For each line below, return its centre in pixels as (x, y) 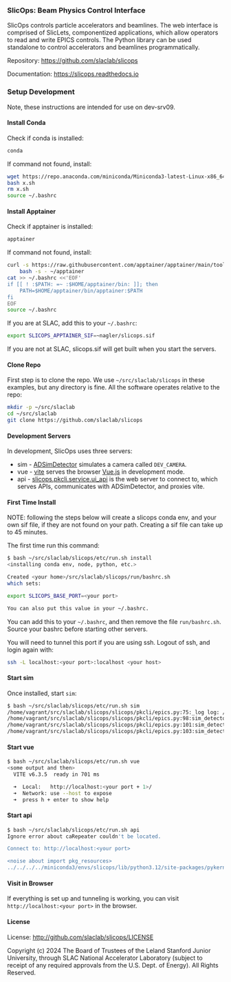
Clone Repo (24, 365)
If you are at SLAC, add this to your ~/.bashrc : (72, 323)
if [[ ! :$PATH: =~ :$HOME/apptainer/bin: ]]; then (82, 284)
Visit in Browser (30, 883)
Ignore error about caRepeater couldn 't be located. (84, 836)
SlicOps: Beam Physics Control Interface (76, 10)
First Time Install (32, 502)
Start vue (21, 747)
